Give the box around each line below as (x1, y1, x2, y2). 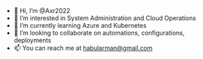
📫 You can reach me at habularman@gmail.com (13, 44, 153, 52)
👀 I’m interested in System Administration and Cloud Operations (13, 14, 197, 22)
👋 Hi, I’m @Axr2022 (13, 7, 71, 15)
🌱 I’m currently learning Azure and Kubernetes (13, 22, 147, 29)
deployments (13, 36, 52, 44)
